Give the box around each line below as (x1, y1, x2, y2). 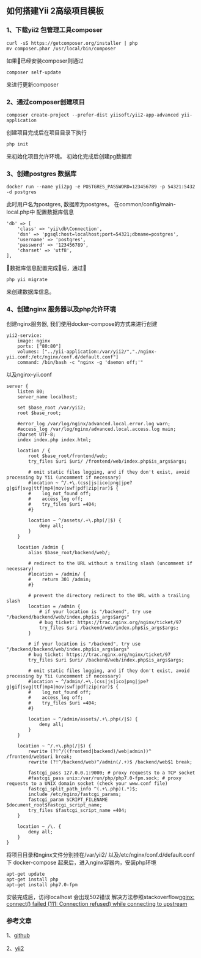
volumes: (17, 349, 40, 355)
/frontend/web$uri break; (6, 754, 72, 760)
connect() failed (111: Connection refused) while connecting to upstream (6, 900, 188, 907)
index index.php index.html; (17, 436, 92, 443)
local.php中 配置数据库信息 (6, 208, 75, 216)
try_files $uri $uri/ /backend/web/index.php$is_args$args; (28, 657, 185, 663)
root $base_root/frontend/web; (28, 453, 108, 459)
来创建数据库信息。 (6, 288, 55, 296)
